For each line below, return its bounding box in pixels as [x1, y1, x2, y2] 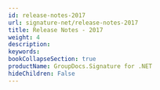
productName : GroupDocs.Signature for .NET [8, 63, 153, 70]
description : [8, 41, 51, 49]
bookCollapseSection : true [8, 56, 96, 63]
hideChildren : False [8, 70, 76, 77]
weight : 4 [8, 33, 41, 41]
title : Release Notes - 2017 [8, 26, 104, 34]
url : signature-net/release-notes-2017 [8, 19, 139, 27]
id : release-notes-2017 [8, 11, 86, 20]
